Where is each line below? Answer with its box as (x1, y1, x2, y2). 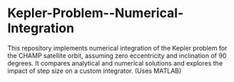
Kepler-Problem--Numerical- (7, 5, 184, 21)
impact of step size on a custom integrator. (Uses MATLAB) (7, 66, 182, 75)
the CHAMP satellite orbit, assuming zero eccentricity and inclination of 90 (7, 51, 227, 60)
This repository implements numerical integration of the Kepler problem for (7, 43, 228, 52)
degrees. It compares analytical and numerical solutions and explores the (7, 58, 223, 67)
